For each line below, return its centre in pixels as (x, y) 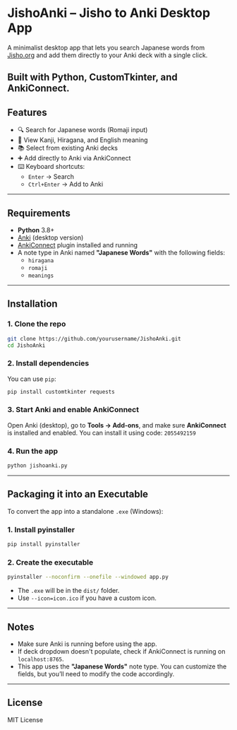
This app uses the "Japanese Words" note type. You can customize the (122, 666)
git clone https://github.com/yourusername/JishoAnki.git (94, 338)
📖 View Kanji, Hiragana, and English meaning (83, 140)
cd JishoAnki (26, 345)
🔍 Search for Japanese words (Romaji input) (83, 130)
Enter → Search (51, 177)
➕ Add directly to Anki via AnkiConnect (74, 158)
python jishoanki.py (38, 466)
